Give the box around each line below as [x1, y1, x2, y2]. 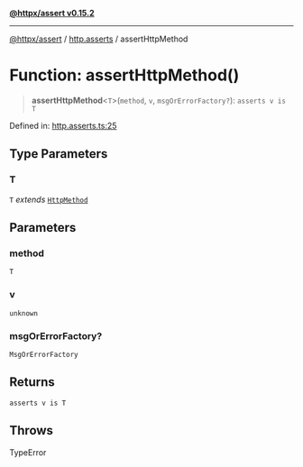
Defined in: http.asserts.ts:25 [9, 120, 117, 131]
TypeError [9, 446, 47, 458]
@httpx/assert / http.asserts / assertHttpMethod [9, 33, 188, 44]
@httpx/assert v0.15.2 [9, 8, 95, 18]
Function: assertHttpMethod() [9, 65, 240, 86]
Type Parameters [9, 146, 108, 161]
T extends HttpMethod [9, 194, 88, 205]
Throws [9, 423, 54, 438]
